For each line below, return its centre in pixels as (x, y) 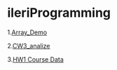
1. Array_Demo (27, 32)
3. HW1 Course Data (36, 59)
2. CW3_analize (29, 45)
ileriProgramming (59, 13)
